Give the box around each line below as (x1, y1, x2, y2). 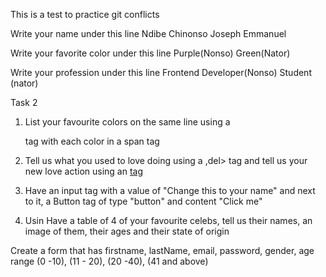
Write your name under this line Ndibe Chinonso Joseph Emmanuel (10, 28, 287, 39)
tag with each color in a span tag (24, 135, 160, 147)
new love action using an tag (24, 165, 144, 177)
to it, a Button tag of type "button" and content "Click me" (24, 195, 263, 207)
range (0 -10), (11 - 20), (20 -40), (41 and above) (10, 255, 209, 267)
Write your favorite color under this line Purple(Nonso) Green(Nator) (10, 47, 291, 59)
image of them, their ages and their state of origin (24, 225, 230, 237)
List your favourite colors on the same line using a (24, 116, 231, 128)
